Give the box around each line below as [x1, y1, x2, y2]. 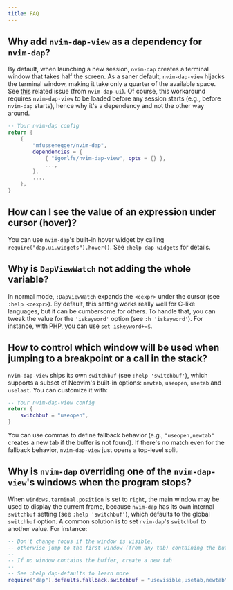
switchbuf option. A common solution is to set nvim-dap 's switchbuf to [8, 517, 207, 526]
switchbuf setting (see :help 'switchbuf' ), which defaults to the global [8, 510, 210, 518]
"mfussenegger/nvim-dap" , [32, 142, 108, 149]
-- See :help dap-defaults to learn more [8, 570, 129, 578]
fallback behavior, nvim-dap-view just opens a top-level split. [8, 446, 179, 454]
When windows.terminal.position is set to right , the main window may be [8, 495, 220, 503]
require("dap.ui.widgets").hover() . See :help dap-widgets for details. [8, 243, 211, 251]
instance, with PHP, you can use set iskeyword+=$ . [8, 322, 153, 330]
